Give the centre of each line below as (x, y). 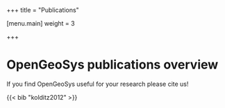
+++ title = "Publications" (43, 10)
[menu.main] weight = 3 (41, 23)
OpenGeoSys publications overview (112, 65)
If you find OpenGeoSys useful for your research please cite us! (98, 84)
